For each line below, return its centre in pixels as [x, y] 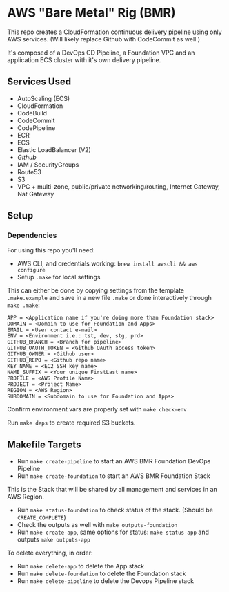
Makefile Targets [44, 444]
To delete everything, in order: [50, 553]
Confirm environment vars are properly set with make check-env [97, 409]
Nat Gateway [36, 194]
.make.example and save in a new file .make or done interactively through [109, 298]
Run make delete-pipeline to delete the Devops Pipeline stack [106, 581]
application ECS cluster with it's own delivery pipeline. [84, 59]
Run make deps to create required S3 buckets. [71, 423]
